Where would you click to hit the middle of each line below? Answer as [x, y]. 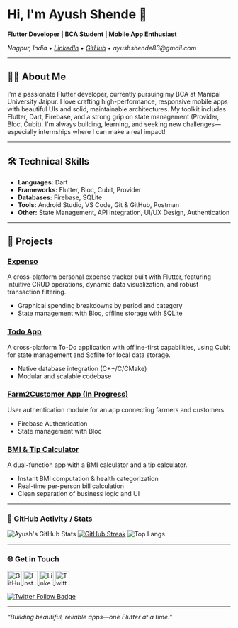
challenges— [202, 124]
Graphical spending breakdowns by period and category [100, 306]
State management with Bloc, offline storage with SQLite [100, 313]
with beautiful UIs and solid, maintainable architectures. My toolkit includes [117, 109]
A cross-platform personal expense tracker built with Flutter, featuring [109, 277]
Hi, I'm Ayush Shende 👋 [77, 15]
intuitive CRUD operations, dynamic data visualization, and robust [103, 285]
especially [22, 131]
